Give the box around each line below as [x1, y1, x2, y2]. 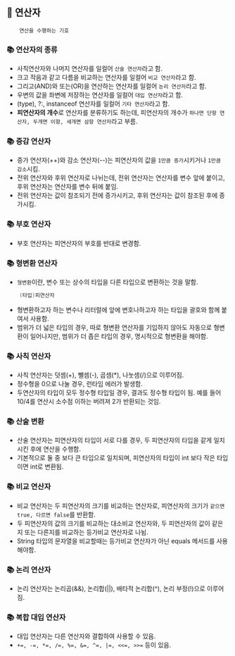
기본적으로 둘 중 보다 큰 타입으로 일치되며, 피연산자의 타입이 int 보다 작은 [16, 454, 215, 462]
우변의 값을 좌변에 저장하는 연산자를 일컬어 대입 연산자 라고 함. [16, 91, 184, 99]
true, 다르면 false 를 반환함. [16, 510, 96, 519]
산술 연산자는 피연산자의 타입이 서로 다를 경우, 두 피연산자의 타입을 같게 [16, 436, 212, 445]
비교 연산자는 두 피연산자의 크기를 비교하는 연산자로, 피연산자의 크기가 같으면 [16, 501, 225, 509]
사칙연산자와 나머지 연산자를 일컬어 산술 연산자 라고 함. [16, 64, 163, 73]
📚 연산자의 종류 [6, 44, 58, 54]
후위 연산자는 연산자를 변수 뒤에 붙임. [16, 182, 119, 191]
